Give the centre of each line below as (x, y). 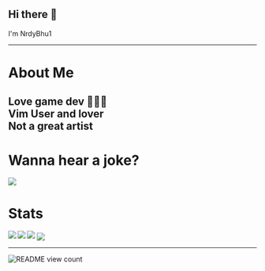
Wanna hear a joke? (74, 160)
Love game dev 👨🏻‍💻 (58, 102)
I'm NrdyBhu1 (30, 33)
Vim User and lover (56, 114)
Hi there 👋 (33, 15)
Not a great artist (50, 126)
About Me (41, 72)
